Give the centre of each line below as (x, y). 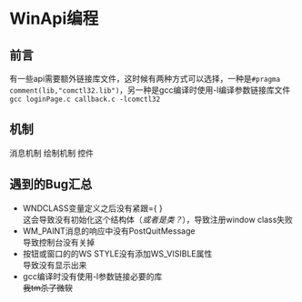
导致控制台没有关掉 (59, 242)
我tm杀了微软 (47, 287)
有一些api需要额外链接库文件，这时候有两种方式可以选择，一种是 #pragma (145, 79)
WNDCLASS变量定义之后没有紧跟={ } (93, 208)
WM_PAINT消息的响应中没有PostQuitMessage (109, 231)
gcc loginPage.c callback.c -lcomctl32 (85, 99)
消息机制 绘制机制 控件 (51, 153)
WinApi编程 (54, 19)
